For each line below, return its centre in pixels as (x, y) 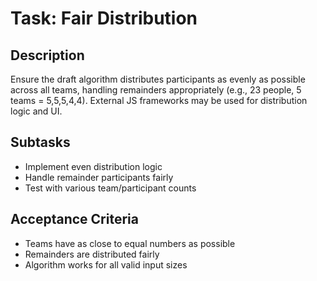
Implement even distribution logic (93, 166)
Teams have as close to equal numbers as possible (130, 243)
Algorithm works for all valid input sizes (106, 264)
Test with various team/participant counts (110, 188)
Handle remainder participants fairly (99, 177)
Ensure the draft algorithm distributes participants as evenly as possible (158, 79)
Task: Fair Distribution (104, 18)
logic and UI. (36, 111)
